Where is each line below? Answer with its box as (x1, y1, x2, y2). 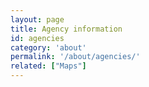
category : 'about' (10, 42, 87, 53)
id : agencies (10, 33, 65, 43)
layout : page (10, 14, 65, 25)
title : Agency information (10, 24, 123, 34)
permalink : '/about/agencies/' (10, 52, 141, 62)
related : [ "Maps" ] (10, 61, 87, 71)
